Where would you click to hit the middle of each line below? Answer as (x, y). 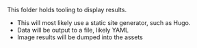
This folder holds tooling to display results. (67, 10)
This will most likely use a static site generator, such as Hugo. (104, 23)
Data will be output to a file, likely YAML (73, 30)
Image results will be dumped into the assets (80, 37)
